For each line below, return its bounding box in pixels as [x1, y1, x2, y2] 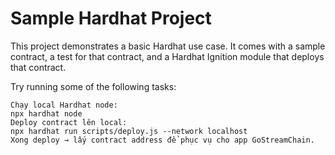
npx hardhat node [10, 108, 83, 119]
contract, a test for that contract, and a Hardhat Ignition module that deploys [10, 50, 325, 62]
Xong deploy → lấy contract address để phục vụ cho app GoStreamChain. [10, 135, 315, 145]
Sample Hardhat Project [10, 7, 212, 30]
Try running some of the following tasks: [10, 80, 177, 92]
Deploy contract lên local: [10, 117, 128, 127]
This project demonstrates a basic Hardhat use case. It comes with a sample [10, 40, 326, 52]
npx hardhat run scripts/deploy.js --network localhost [10, 126, 248, 136]
